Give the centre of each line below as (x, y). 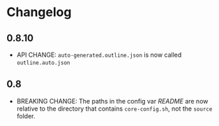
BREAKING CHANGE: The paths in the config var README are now (112, 101)
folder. (26, 115)
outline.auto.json (43, 63)
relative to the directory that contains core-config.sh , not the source (114, 108)
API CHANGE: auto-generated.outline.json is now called (99, 55)
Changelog (39, 12)
